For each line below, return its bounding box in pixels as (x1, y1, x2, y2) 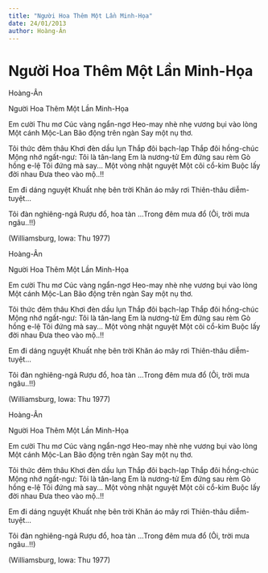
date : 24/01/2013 (8, 19, 67, 27)
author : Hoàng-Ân (8, 27, 67, 35)
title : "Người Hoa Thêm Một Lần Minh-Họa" (8, 11, 153, 20)
